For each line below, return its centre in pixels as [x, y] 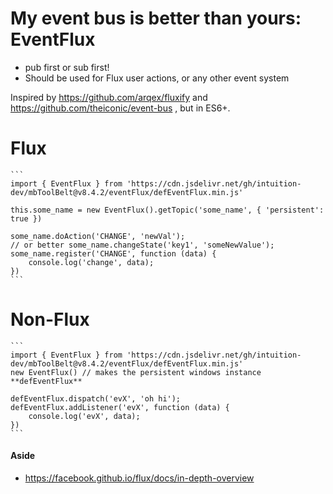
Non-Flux [50, 319]
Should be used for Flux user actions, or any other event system [157, 78]
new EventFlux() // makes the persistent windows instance [136, 372]
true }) [26, 218]
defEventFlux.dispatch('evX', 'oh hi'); [96, 398]
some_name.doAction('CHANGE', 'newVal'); [98, 236]
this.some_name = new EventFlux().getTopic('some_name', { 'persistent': [167, 210]
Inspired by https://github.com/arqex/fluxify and [109, 97]
